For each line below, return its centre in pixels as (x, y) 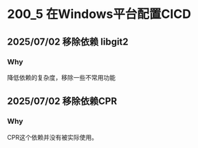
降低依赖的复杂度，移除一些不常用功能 (61, 77)
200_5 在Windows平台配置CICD (99, 14)
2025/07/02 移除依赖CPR (62, 102)
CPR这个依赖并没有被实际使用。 (53, 137)
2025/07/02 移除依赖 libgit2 (68, 42)
